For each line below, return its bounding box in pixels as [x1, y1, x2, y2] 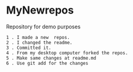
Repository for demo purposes [6, 23, 81, 30]
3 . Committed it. [6, 45, 51, 51]
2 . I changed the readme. [6, 40, 73, 45]
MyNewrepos [6, 4, 74, 17]
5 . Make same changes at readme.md [6, 55, 96, 61]
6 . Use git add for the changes [6, 60, 89, 66]
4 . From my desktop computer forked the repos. [6, 50, 128, 56]
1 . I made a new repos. [6, 34, 70, 40]
